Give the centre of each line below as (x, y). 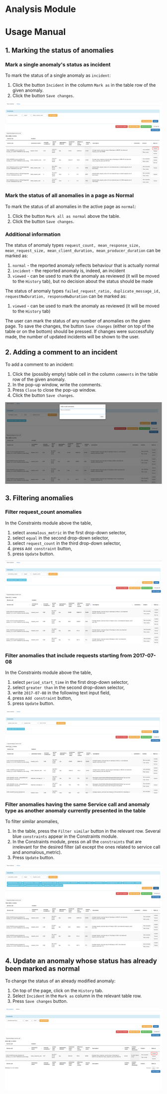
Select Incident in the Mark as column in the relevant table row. (77, 996)
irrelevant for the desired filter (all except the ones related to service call (86, 847)
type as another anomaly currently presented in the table (76, 810)
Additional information (33, 234)
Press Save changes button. (40, 1001)
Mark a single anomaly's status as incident (58, 64)
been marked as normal (42, 969)
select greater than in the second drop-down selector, (69, 688)
